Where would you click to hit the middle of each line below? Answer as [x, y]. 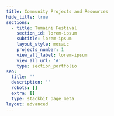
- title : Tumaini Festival [44, 28]
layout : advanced [27, 104]
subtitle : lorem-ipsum [44, 39]
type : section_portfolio [47, 66]
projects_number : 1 [40, 50]
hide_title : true [27, 17]
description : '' [31, 83]
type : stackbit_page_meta [43, 98]
